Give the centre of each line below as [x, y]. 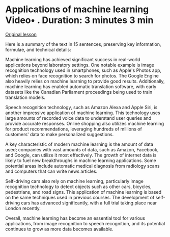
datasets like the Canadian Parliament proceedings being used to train [79, 92]
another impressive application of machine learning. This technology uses [83, 113]
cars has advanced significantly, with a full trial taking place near [89, 203]
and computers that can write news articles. [51, 171]
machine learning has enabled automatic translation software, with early [81, 86]
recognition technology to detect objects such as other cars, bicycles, [78, 187]
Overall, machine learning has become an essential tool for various [75, 218]
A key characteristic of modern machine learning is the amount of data [79, 144]
